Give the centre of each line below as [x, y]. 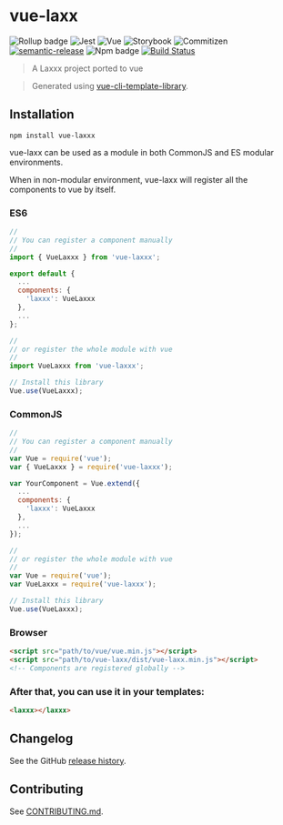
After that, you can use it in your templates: [107, 691]
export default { [42, 274]
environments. [36, 162]
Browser [29, 632]
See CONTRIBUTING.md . [56, 811]
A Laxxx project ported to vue [87, 68]
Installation [42, 115]
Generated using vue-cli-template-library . [110, 86]
